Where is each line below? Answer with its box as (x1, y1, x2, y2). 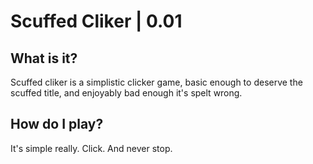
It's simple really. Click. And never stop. (10, 142, 173, 154)
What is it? (10, 50, 78, 67)
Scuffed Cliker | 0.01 (10, 10, 183, 33)
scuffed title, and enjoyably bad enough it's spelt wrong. (10, 87, 243, 99)
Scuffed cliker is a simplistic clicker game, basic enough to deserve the (10, 76, 303, 88)
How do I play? (10, 116, 104, 133)
